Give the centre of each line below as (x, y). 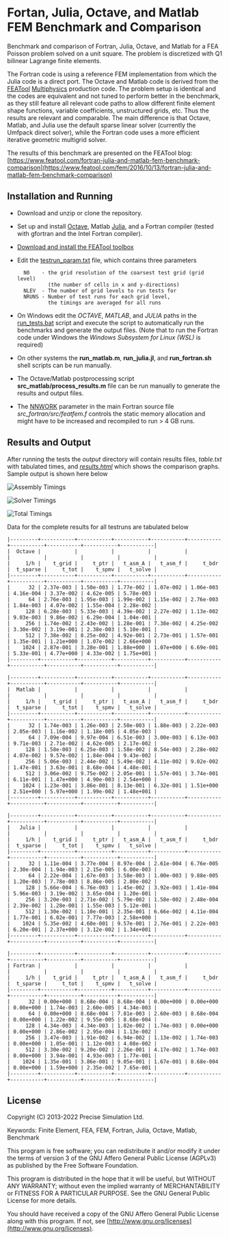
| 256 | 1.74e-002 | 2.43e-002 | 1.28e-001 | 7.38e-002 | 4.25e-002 (113, 623)
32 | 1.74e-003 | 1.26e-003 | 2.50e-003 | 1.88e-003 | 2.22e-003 (123, 725)
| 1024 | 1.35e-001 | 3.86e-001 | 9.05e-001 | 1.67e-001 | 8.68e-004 (113, 1061)
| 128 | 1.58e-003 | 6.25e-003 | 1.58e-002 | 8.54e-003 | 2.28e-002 (113, 749)
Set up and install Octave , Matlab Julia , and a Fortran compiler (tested (115, 226)
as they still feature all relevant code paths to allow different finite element (111, 103)
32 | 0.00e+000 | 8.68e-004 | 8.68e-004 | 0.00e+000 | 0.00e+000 (123, 1002)
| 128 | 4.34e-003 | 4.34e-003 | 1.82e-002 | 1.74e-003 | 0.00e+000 (113, 1026)
